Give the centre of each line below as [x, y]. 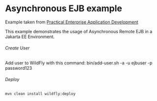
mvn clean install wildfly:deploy [40, 94]
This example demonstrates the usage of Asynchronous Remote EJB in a [79, 31]
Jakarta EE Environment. [30, 37]
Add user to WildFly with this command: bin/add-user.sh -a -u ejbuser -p [79, 63]
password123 [19, 68]
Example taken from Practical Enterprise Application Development [72, 22]
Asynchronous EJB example [64, 9]
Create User [17, 48]
